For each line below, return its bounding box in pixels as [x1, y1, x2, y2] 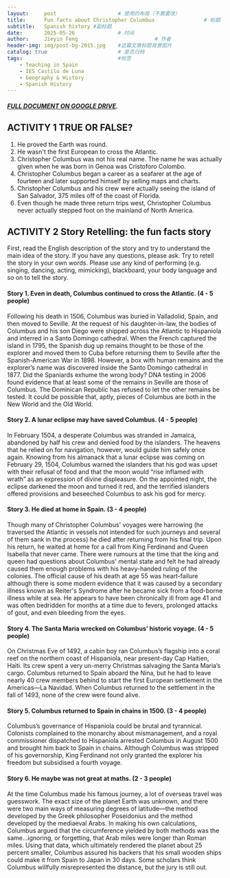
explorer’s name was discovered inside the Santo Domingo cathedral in [7, 363, 208, 371]
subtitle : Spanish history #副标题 [7, 23, 112, 30]
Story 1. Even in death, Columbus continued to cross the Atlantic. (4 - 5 [7, 289, 214, 298]
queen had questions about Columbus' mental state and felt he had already [7, 558, 220, 566]
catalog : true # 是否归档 [7, 49, 145, 56]
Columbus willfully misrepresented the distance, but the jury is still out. [7, 863, 208, 871]
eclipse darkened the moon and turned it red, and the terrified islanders [7, 482, 209, 490]
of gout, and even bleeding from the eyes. [7, 609, 126, 617]
